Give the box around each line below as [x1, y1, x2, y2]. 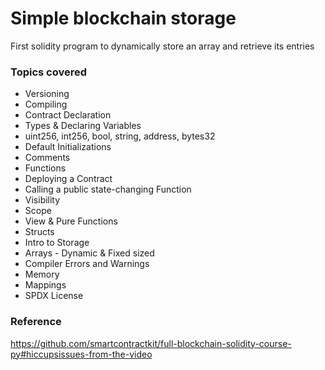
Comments [24, 152, 71, 164]
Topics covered [10, 65, 88, 79]
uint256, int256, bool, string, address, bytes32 [24, 130, 216, 142]
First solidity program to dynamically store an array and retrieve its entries [10, 40, 315, 52]
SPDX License [24, 290, 84, 302]
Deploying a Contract [24, 173, 113, 185]
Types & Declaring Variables [24, 120, 142, 132]
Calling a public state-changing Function [24, 183, 192, 196]
